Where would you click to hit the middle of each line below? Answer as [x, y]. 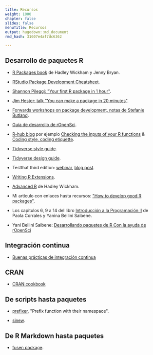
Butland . [20, 115]
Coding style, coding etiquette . [43, 139]
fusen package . [28, 347]
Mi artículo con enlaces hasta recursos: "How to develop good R [77, 195]
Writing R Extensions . [33, 177]
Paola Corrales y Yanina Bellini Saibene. [52, 215]
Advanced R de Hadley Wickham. [46, 186]
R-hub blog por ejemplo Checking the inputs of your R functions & [78, 134]
